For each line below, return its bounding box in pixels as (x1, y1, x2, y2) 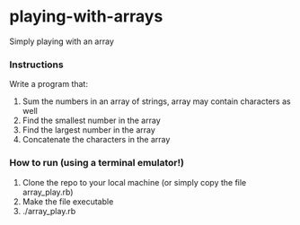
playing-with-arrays (9, 6, 163, 27)
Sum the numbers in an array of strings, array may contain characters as (22, 96, 291, 107)
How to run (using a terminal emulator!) (9, 157, 184, 169)
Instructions (9, 58, 65, 71)
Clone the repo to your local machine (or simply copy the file (22, 177, 247, 187)
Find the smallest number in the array (22, 115, 162, 126)
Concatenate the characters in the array (22, 134, 171, 145)
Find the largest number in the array (22, 125, 155, 135)
